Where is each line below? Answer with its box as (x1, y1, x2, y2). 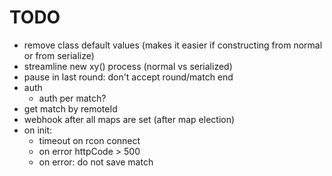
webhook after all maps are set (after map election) (23, 113, 236, 125)
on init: (23, 124, 53, 136)
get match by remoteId (23, 102, 118, 115)
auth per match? (38, 92, 107, 104)
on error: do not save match (38, 156, 154, 168)
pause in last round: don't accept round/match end (23, 71, 234, 83)
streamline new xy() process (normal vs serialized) (23, 60, 233, 72)
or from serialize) (23, 49, 95, 61)
